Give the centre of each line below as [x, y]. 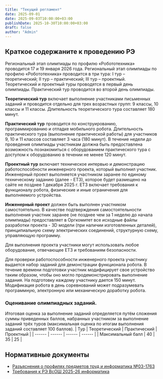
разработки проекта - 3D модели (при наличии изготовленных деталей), [81, 225]
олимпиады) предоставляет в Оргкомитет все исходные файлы [71, 220]
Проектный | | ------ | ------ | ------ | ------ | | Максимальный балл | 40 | [80, 334]
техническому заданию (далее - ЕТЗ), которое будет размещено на [76, 179]
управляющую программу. [33, 235]
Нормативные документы [47, 354]
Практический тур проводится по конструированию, [61, 123]
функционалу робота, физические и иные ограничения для [66, 189]
